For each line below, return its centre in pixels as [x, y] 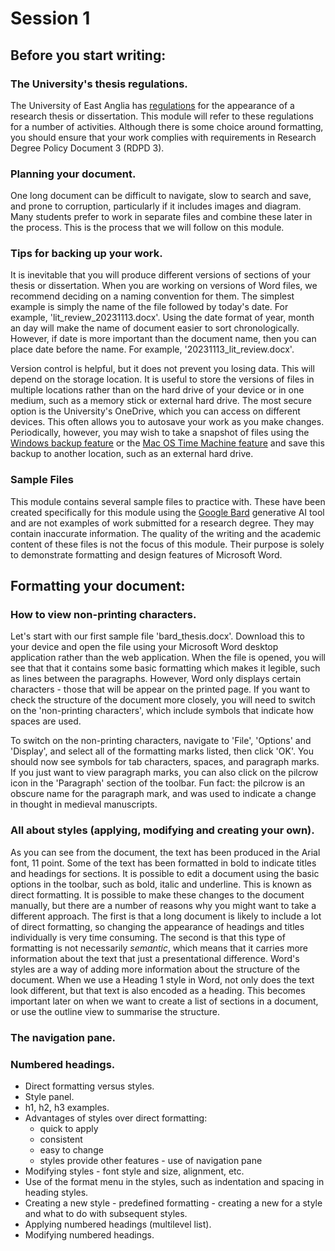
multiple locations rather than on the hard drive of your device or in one [157, 390]
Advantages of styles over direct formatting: [116, 1118]
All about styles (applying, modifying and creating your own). [162, 830]
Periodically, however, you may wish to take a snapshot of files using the [160, 433]
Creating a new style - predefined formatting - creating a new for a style [173, 1203]
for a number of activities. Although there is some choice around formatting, [167, 126]
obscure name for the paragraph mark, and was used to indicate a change [163, 794]
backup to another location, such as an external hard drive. [132, 454]
